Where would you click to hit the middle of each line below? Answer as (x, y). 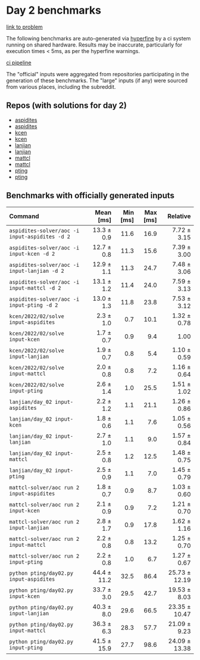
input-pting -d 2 (34, 305)
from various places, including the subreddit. (61, 86)
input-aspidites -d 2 (40, 236)
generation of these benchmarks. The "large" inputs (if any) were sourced (97, 80)
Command (24, 216)
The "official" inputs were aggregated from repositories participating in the (98, 74)
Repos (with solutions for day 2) (66, 106)
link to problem (24, 27)
